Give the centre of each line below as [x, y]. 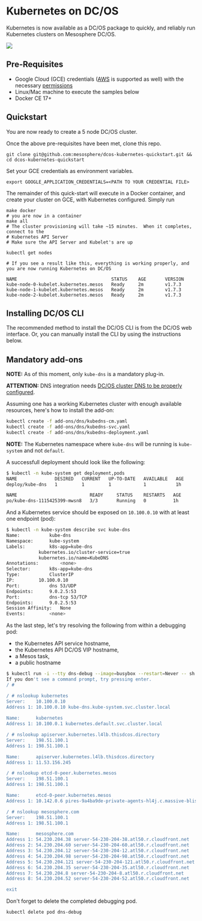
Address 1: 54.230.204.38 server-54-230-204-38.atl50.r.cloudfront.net [98, 840]
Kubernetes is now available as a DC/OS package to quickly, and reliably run [101, 28]
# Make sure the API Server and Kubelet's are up [70, 242]
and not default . [44, 450]
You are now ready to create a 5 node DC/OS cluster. [72, 131]
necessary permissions [44, 85]
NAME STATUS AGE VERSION [95, 279]
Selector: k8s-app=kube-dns [50, 569]
